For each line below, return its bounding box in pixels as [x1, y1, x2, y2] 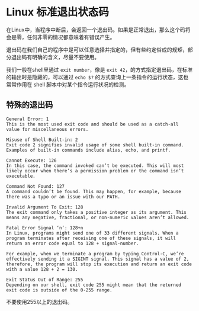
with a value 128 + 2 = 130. [6, 266, 78, 272]
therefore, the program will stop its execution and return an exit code [6, 261, 192, 267]
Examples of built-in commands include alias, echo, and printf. [6, 147, 171, 153]
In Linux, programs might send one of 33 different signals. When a [6, 230, 179, 236]
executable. [6, 173, 36, 179]
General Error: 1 [6, 116, 49, 122]
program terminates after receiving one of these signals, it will [6, 235, 176, 241]
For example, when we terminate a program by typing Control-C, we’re [6, 251, 184, 257]
